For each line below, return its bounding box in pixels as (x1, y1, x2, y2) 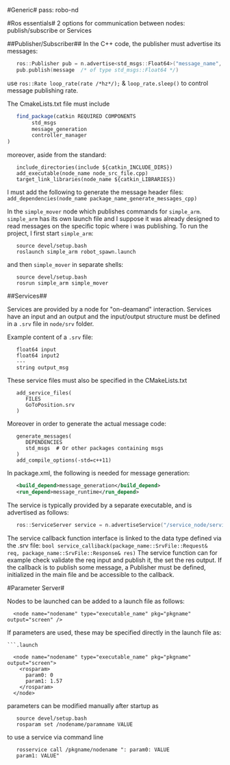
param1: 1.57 (25, 677, 63, 685)
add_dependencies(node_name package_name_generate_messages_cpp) (7, 196, 197, 202)
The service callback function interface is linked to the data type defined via (7, 534, 222, 542)
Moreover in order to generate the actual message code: (7, 420, 166, 428)
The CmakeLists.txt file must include (7, 99, 110, 108)
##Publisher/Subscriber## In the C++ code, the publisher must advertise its (7, 40, 221, 47)
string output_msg (16, 364, 69, 371)
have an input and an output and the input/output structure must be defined (7, 312, 220, 321)
